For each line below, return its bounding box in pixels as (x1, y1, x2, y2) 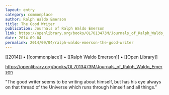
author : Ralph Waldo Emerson (5, 17, 66, 22)
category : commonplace (5, 12, 53, 17)
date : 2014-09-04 (5, 36, 42, 41)
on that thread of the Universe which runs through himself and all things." (5, 84, 157, 90)
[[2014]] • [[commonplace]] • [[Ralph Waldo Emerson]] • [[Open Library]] (5, 54, 158, 60)
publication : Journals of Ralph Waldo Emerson (5, 26, 105, 31)
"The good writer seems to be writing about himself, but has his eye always (5, 78, 161, 84)
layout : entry (5, 7, 35, 13)
